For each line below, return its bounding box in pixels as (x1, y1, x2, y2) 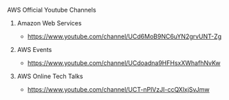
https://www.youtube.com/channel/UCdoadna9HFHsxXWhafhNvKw (27, 59, 221, 67)
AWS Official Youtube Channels (7, 6, 96, 14)
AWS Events (17, 46, 52, 53)
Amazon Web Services (17, 19, 82, 27)
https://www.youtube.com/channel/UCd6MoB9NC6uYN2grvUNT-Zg (27, 32, 222, 40)
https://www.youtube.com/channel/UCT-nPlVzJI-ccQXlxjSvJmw (27, 86, 210, 93)
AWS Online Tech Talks (17, 72, 84, 80)
